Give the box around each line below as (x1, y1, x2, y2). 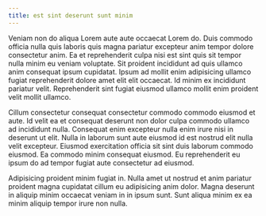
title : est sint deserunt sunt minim (8, 11, 133, 20)
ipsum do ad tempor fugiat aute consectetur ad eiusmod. (8, 157, 195, 167)
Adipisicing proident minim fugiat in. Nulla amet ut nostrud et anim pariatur (8, 173, 252, 183)
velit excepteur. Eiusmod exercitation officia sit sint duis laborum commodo (8, 141, 254, 150)
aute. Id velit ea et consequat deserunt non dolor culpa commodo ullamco (8, 116, 250, 125)
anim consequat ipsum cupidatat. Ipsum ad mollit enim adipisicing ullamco (8, 66, 252, 76)
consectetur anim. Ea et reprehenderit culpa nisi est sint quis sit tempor (8, 50, 242, 59)
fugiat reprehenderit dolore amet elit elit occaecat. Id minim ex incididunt (8, 75, 246, 85)
